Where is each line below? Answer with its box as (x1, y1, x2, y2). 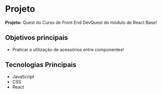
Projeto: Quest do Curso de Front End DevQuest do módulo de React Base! (5, 19, 157, 25)
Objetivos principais (5, 34, 68, 42)
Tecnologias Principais (5, 61, 77, 69)
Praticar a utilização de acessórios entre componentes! (12, 46, 124, 52)
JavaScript (12, 74, 34, 79)
